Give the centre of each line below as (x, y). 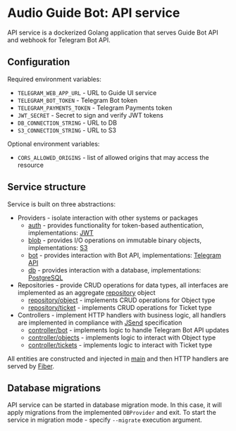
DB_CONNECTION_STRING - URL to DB (67, 123)
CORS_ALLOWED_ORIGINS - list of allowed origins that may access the (113, 157)
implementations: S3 (58, 247)
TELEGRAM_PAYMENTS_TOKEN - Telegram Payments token (95, 108)
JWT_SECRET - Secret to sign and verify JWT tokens (90, 115)
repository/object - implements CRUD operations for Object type (122, 300)
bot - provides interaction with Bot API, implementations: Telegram (125, 255)
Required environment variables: (55, 79)
